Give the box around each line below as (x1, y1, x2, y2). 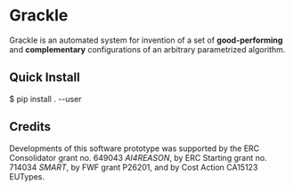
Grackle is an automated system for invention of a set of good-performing (9, 35, 283, 45)
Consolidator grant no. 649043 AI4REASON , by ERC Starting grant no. (9, 152, 267, 163)
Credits (9, 119, 52, 134)
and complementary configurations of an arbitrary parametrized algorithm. (9, 44, 286, 54)
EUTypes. (9, 171, 45, 182)
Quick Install (9, 70, 80, 85)
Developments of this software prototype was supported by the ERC (9, 143, 260, 154)
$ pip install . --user (9, 93, 82, 104)
